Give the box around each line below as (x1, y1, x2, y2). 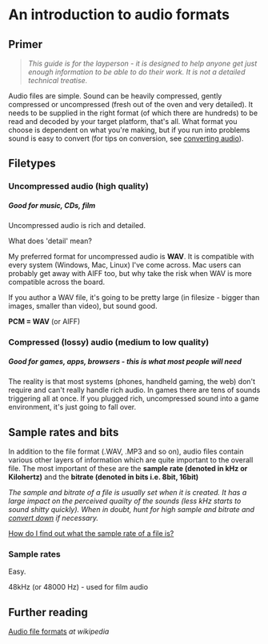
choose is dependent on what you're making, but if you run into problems (8, 126, 250, 134)
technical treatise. (27, 76, 88, 85)
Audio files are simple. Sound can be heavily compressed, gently (8, 91, 222, 101)
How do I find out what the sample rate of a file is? (8, 528, 174, 538)
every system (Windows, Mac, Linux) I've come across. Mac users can (8, 260, 242, 270)
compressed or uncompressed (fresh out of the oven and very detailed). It (8, 100, 254, 109)
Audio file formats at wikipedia (8, 626, 110, 637)
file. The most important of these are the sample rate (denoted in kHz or (8, 463, 248, 473)
